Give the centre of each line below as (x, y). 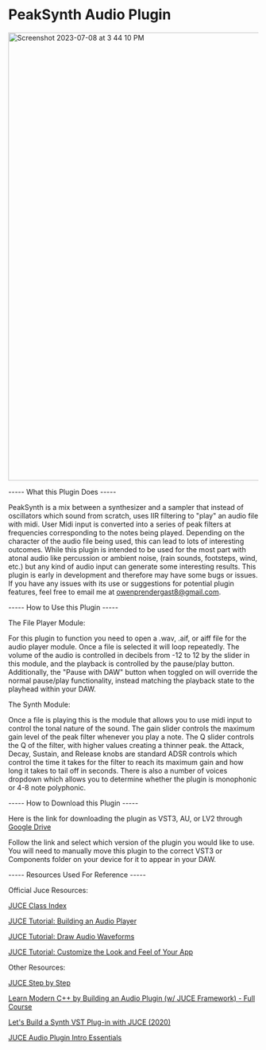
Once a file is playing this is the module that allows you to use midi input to (130, 719)
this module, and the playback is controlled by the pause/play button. (121, 664)
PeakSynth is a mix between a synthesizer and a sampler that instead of (126, 507)
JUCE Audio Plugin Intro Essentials (65, 1037)
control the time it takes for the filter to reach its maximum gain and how (126, 762)
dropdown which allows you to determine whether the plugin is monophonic (133, 779)
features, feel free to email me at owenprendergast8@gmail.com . (115, 592)
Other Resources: (37, 967)
